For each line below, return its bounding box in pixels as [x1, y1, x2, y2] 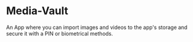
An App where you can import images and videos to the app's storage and [6, 24, 188, 31]
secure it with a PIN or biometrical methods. [6, 30, 114, 37]
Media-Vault [6, 4, 69, 18]
